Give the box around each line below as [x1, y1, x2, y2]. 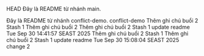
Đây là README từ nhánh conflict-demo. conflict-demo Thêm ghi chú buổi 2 [6, 17, 199, 24]
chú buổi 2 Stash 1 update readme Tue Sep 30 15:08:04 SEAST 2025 [6, 37, 180, 43]
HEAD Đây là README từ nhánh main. [6, 5, 101, 12]
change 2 [6, 43, 31, 50]
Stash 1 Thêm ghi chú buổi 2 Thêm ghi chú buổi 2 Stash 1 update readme [6, 24, 191, 30]
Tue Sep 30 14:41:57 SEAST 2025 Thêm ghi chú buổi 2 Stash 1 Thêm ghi [6, 30, 189, 37]
